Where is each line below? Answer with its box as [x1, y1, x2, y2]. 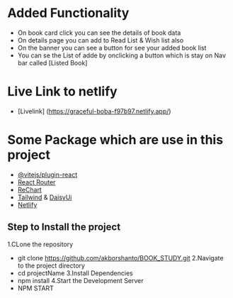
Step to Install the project [7, 221, 121, 233]
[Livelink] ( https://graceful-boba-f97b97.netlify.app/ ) [17, 106, 171, 115]
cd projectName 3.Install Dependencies [17, 268, 133, 277]
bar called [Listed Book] [17, 58, 88, 67]
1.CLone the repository [7, 240, 74, 248]
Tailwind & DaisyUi [17, 193, 72, 202]
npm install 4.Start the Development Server [17, 276, 144, 285]
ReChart [17, 185, 42, 194]
